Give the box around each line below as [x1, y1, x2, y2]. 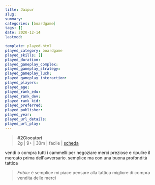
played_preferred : [5, 103, 43, 108]
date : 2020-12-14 [5, 30, 41, 35]
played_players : [5, 80, 38, 85]
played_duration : [5, 57, 41, 62]
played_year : [5, 112, 32, 117]
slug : [5, 12, 16, 17]
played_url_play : [5, 121, 41, 126]
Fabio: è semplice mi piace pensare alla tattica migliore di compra [17, 169, 150, 175]
